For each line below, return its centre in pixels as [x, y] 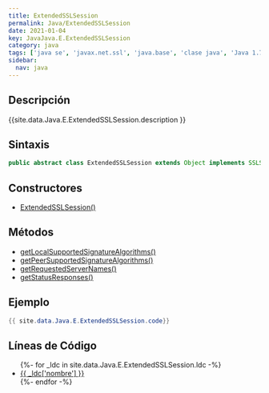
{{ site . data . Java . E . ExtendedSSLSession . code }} [89, 321]
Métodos [31, 233]
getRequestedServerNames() [68, 268]
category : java [34, 46]
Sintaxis [29, 144]
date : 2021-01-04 [37, 30]
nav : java [32, 68]
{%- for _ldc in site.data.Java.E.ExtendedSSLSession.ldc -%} [120, 365]
